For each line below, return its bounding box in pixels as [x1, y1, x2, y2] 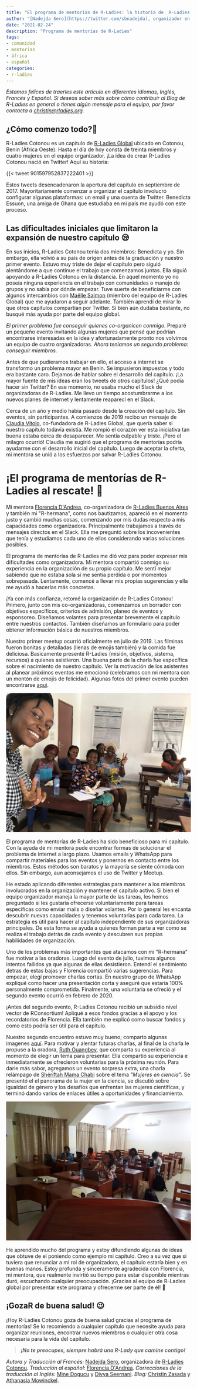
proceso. [6, 206, 28, 213]
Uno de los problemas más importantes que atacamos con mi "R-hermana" [6, 948, 188, 955]
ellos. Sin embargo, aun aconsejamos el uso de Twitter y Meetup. [6, 869, 164, 876]
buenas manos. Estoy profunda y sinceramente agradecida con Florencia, [6, 1265, 185, 1272]
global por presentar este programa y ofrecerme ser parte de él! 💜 [6, 1284, 166, 1291]
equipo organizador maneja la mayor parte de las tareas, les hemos [6, 893, 169, 900]
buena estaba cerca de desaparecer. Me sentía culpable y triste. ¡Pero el [6, 432, 182, 439]
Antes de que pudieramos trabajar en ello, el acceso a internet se [6, 359, 164, 365]
